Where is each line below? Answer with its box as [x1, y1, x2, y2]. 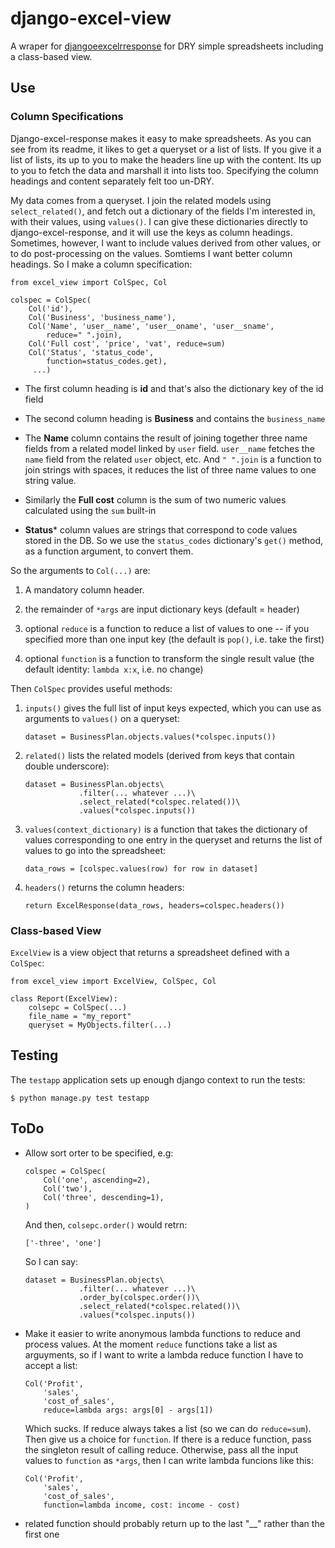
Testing [10, 1047, 59, 1064]
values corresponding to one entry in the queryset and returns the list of [24, 833, 323, 846]
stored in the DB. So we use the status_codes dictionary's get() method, [24, 534, 324, 546]
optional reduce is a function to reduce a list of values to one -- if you [24, 622, 310, 634]
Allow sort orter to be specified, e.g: [24, 1147, 174, 1159]
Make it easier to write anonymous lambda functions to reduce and [24, 1327, 302, 1339]
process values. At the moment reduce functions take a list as [24, 1338, 278, 1350]
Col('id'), [28, 303, 74, 314]
